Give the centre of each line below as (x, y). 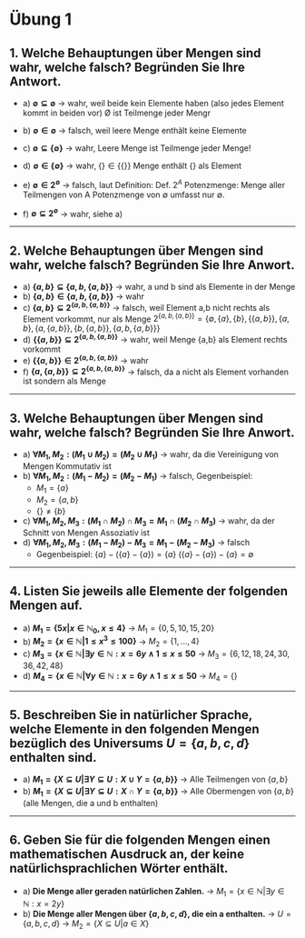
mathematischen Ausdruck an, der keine (127, 854)
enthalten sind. (53, 758)
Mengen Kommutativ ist (67, 466)
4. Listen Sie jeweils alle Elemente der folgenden (149, 591)
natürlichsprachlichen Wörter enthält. (119, 868)
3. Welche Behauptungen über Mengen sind (137, 418)
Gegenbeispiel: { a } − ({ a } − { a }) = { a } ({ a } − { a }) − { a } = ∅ (145, 554)
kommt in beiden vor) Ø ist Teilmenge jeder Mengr (117, 113)
